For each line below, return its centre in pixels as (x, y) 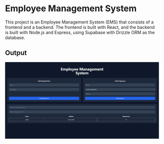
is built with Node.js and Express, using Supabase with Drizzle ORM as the (80, 32)
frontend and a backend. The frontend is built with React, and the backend (80, 27)
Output (16, 53)
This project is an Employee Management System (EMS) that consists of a (79, 22)
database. (15, 38)
